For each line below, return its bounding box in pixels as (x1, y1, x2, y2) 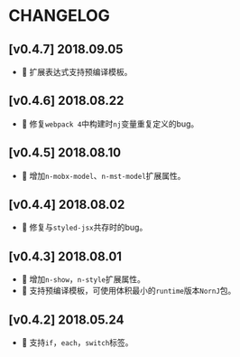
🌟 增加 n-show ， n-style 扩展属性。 (21, 274, 145, 285)
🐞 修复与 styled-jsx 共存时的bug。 (21, 222, 148, 233)
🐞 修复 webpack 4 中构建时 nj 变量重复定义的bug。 (21, 118, 199, 129)
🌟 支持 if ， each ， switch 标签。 (21, 337, 134, 348)
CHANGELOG (8, 5, 110, 26)
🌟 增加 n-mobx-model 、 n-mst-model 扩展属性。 (21, 170, 186, 181)
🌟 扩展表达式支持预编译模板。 (21, 67, 133, 77)
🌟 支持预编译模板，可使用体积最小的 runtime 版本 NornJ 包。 (21, 286, 236, 296)
